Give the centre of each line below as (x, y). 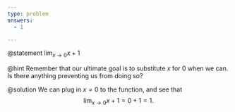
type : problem (28, 14)
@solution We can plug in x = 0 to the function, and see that (95, 89)
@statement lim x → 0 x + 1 (44, 54)
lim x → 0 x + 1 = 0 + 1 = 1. (119, 101)
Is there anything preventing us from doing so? (75, 76)
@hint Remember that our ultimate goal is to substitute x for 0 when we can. (118, 68)
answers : (20, 20)
